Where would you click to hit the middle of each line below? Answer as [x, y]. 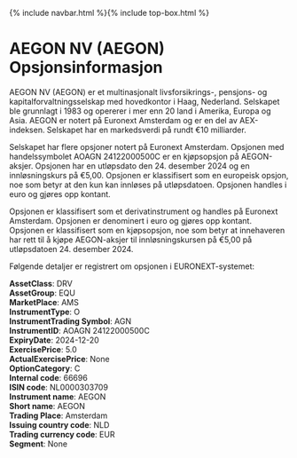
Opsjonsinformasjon [86, 68]
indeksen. [27, 130]
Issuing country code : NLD [59, 424]
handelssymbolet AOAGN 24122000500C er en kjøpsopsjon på [124, 156]
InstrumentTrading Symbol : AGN [70, 321]
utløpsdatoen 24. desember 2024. [71, 249]
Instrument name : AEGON [58, 396]
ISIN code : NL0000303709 [59, 387]
